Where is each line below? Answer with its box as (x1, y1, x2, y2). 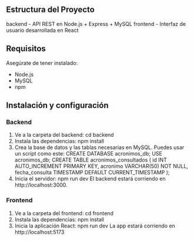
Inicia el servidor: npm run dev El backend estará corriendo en (14, 175, 166, 182)
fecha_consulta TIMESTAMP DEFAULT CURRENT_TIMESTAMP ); (14, 169, 170, 176)
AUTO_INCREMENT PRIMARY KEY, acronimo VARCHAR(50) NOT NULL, (14, 163, 188, 170)
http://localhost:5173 (14, 228, 65, 235)
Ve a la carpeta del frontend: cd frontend (14, 209, 113, 217)
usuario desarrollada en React (6, 27, 79, 34)
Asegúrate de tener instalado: (6, 59, 78, 67)
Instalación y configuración (6, 100, 109, 111)
